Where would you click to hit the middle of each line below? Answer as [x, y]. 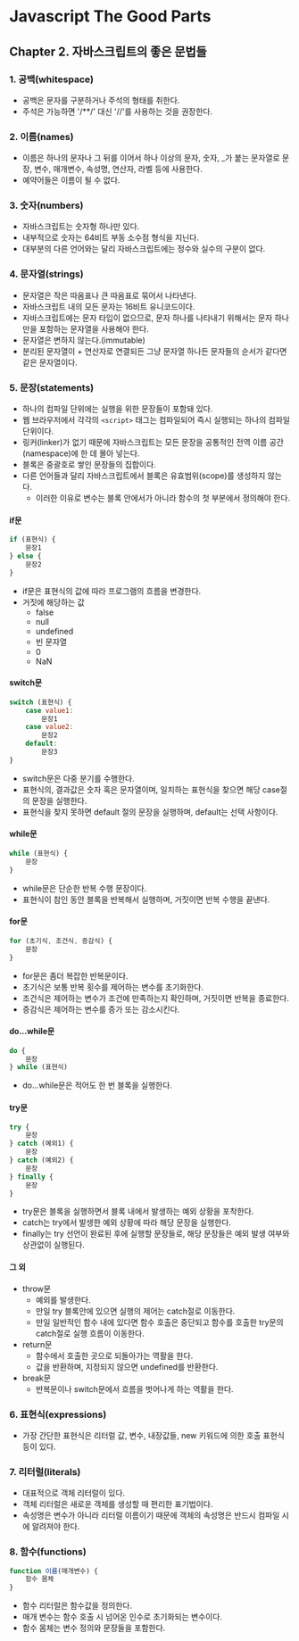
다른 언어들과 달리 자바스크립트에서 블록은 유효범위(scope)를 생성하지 [144, 476]
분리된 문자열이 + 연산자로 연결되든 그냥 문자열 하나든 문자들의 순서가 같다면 [154, 351]
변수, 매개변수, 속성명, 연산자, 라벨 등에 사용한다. [119, 169]
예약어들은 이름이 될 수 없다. [71, 180]
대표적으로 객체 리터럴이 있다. [74, 1493]
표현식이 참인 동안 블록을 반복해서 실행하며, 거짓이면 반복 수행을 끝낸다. [146, 899]
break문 [37, 1378]
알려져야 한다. [56, 1527]
